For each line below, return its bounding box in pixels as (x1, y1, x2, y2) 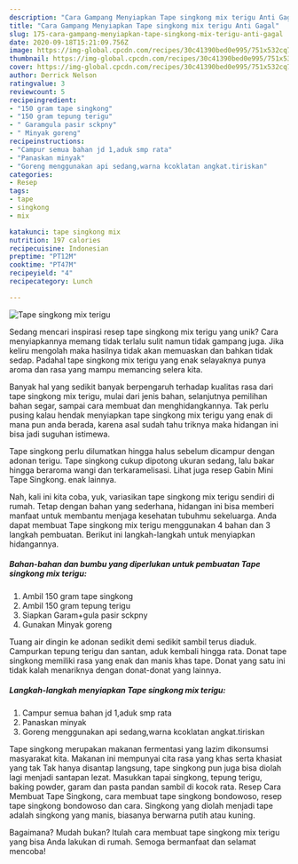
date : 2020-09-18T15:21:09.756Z (9, 37, 129, 47)
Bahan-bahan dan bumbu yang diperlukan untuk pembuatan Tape (9, 559, 261, 570)
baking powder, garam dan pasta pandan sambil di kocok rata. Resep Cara (9, 781, 282, 792)
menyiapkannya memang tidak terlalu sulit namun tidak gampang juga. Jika (9, 335, 284, 347)
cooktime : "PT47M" (9, 260, 77, 269)
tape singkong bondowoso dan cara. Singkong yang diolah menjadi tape (9, 800, 273, 811)
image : (9, 46, 34, 55)
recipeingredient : (9, 95, 77, 105)
